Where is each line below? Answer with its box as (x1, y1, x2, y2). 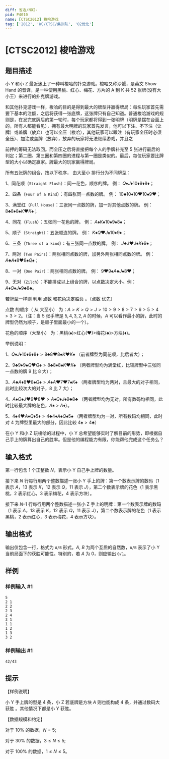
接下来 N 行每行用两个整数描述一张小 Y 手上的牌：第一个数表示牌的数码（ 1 (5, 478, 159, 484)
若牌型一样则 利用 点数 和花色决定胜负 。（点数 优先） (5, 296, 115, 302)
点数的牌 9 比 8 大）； (9, 368, 54, 374)
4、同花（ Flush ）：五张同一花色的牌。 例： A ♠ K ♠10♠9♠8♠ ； (5, 219, 127, 225)
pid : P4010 (5, 12, 28, 17)
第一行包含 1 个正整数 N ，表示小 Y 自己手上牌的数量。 (5, 467, 117, 473)
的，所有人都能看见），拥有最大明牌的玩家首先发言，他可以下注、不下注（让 (5, 123, 162, 129)
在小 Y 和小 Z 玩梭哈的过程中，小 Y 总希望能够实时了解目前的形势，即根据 (5, 430, 158, 437)
